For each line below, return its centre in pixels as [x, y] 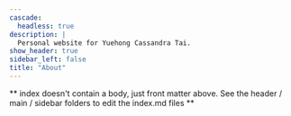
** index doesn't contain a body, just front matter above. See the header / [145, 93]
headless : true [46, 26]
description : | [38, 34]
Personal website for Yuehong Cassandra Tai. [105, 43]
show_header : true [44, 51]
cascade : [26, 18]
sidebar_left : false [48, 59]
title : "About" [38, 68]
